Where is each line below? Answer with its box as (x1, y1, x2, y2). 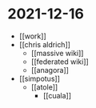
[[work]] (18, 31, 46, 41)
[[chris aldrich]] (18, 39, 71, 49)
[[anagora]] (30, 65, 70, 74)
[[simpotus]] (18, 74, 61, 83)
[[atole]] (30, 82, 58, 92)
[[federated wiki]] (30, 57, 89, 66)
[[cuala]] (42, 90, 72, 100)
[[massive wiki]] (30, 48, 84, 58)
